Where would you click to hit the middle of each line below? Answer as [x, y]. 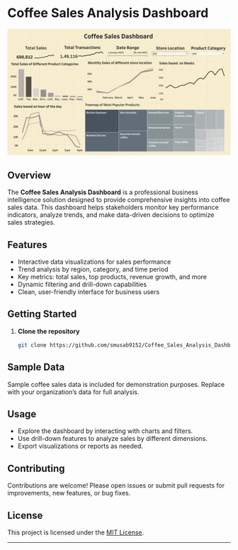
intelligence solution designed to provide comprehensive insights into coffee [119, 200]
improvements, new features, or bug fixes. [69, 493]
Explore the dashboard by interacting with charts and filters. [105, 431]
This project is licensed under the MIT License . [76, 532]
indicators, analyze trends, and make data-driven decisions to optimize [111, 215]
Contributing [36, 468]
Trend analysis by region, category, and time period [93, 269]
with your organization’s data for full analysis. [73, 392]
